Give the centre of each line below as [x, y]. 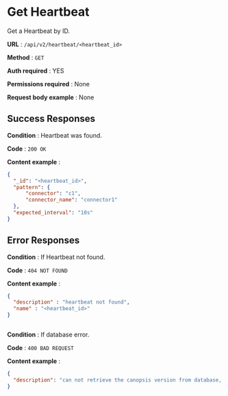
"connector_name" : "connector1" [71, 200]
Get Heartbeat [49, 12]
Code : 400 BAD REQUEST [40, 348]
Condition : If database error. [48, 335]
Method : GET [26, 57]
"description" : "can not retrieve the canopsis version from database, [118, 380]
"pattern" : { [32, 187]
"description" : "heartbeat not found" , [72, 302]
